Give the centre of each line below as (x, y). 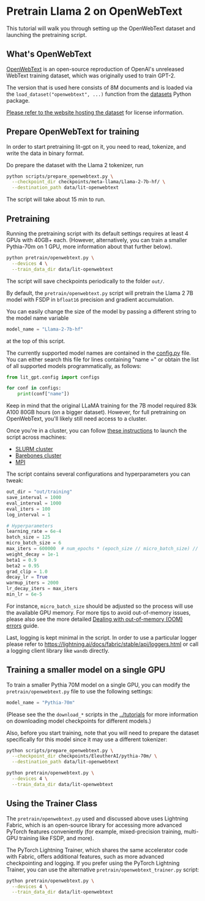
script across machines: (36, 437)
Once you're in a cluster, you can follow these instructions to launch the (97, 431)
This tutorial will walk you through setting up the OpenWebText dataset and (101, 28)
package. (18, 100)
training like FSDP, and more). (57, 838)
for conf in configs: (34, 388)
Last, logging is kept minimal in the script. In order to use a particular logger (102, 637)
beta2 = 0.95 (23, 566)
